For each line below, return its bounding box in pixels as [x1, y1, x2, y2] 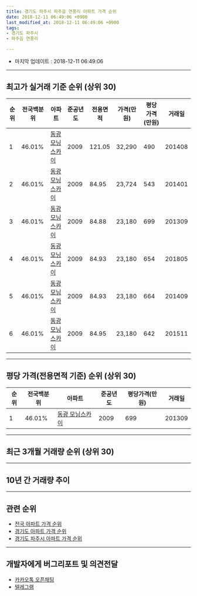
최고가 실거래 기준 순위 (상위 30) [6, 82, 117, 92]
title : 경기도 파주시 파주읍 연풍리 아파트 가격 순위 [6, 8, 117, 15]
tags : [6, 25, 19, 31]
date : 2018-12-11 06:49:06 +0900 [6, 14, 88, 20]
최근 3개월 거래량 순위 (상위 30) [6, 447, 114, 457]
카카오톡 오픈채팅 [14, 575, 55, 583]
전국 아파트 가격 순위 [14, 520, 62, 527]
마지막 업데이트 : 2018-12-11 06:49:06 [14, 58, 104, 64]
